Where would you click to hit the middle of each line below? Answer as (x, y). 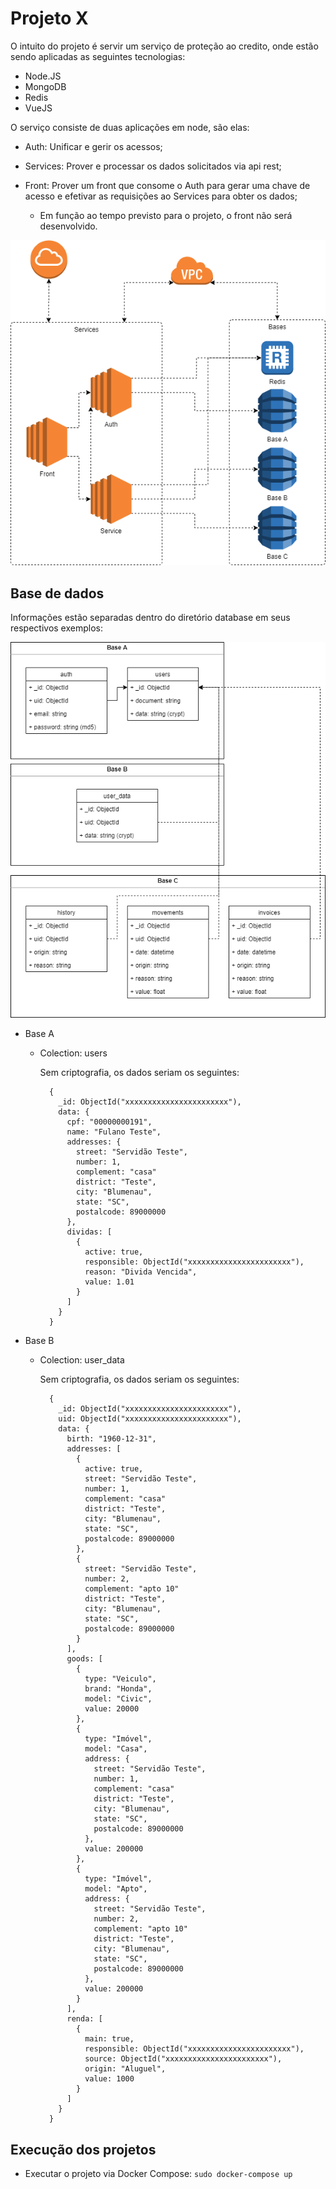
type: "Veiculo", (120, 1679)
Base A (39, 1034)
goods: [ (84, 1659)
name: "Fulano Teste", (114, 1132)
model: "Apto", (116, 1889)
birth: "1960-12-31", (111, 1439)
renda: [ (84, 2019)
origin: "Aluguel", (125, 2069)
